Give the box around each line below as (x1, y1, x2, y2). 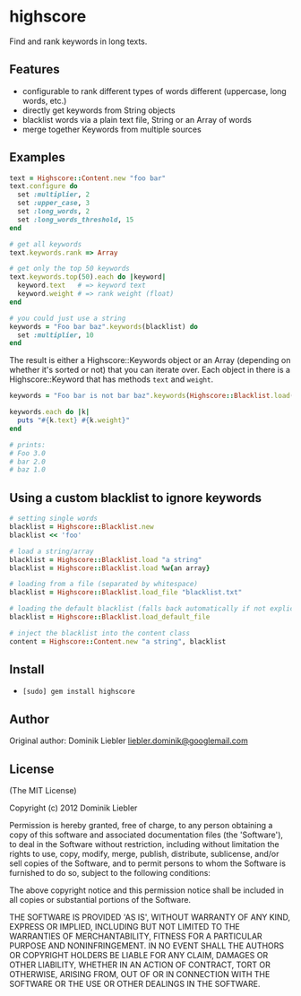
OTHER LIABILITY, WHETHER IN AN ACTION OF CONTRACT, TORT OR (9, 959, 271, 970)
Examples (9, 150, 65, 165)
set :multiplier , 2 (17, 190, 90, 199)
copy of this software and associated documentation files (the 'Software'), (9, 829, 284, 840)
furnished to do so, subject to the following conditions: (9, 868, 211, 879)
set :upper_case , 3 (17, 199, 90, 208)
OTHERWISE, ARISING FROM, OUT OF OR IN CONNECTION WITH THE (9, 969, 271, 980)
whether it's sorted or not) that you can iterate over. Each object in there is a (9, 365, 291, 376)
